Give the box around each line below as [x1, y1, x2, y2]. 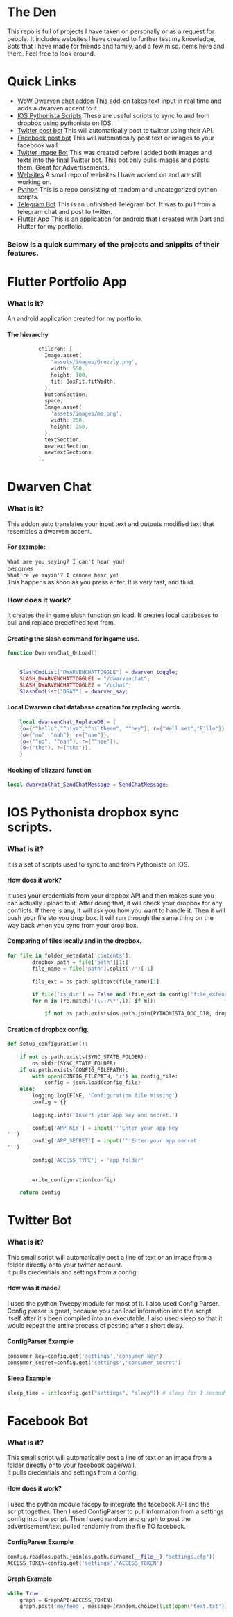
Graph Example [7, 1575, 53, 1583]
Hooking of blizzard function [7, 766, 92, 774]
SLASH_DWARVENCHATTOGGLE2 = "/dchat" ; [19, 682, 132, 689]
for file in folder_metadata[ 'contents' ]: [7, 953, 132, 960]
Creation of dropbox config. [7, 1025, 89, 1033]
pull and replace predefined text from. [7, 618, 116, 627]
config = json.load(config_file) [44, 1079, 141, 1086]
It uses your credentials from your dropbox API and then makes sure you [7, 891, 215, 900]
